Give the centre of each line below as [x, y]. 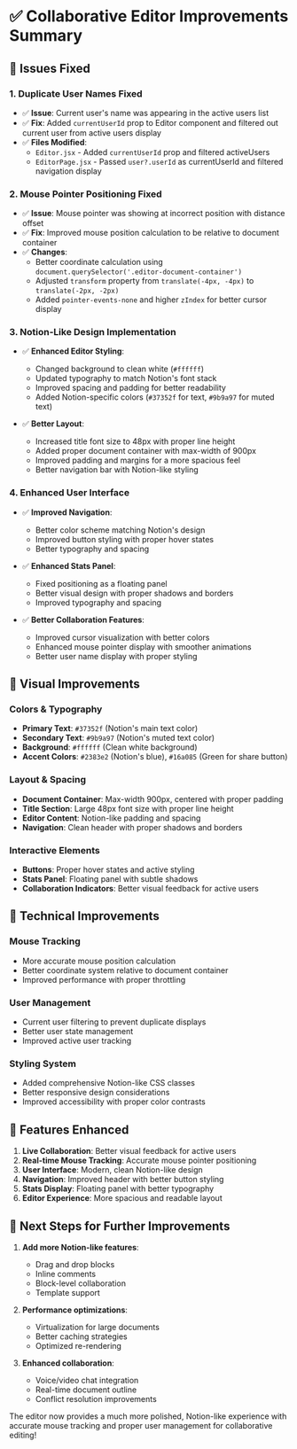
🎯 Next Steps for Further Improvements [120, 1226]
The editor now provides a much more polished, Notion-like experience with [148, 1416]
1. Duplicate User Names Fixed [76, 93]
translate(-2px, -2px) [77, 291]
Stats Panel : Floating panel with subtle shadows [110, 879]
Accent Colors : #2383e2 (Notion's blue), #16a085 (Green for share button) [155, 757]
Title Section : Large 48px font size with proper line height [128, 808]
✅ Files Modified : [54, 142]
